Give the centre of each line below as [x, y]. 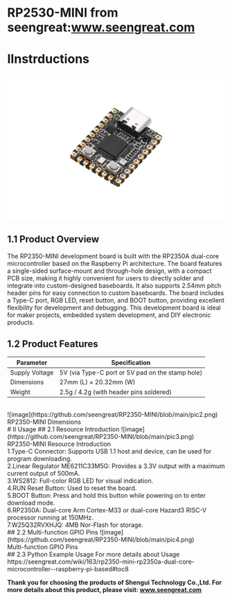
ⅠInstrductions [48, 59]
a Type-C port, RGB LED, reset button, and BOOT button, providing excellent [116, 300]
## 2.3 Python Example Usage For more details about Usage [93, 555]
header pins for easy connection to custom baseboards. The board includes [116, 293]
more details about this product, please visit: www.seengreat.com [105, 590]
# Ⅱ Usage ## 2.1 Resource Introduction [63, 429]
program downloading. [40, 459]
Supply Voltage [32, 373]
